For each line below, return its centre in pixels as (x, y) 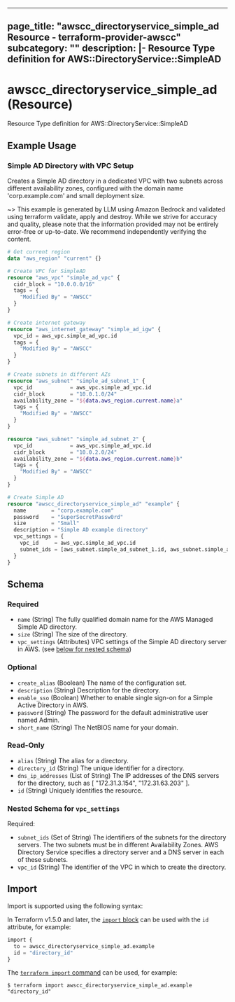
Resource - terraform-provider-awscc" (94, 37)
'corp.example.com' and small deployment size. (76, 196)
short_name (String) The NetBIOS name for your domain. (98, 727)
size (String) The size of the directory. (72, 634)
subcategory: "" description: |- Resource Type (111, 49)
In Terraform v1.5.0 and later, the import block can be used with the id (108, 919)
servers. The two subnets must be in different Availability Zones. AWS (118, 845)
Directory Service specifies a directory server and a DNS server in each (121, 852)
